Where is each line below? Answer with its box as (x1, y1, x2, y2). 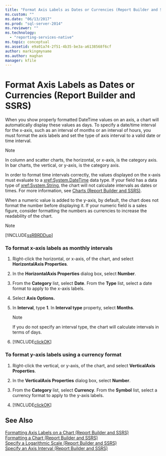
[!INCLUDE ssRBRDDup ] (5, 232, 53, 238)
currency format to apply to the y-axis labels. (12, 392, 104, 398)
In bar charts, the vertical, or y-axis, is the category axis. (5, 162, 120, 169)
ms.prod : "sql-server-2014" (5, 21, 63, 26)
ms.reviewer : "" (5, 26, 39, 31)
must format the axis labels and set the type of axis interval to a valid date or (5, 132, 161, 139)
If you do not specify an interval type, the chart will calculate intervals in (12, 324, 159, 330)
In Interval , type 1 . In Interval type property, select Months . (12, 305, 134, 311)
